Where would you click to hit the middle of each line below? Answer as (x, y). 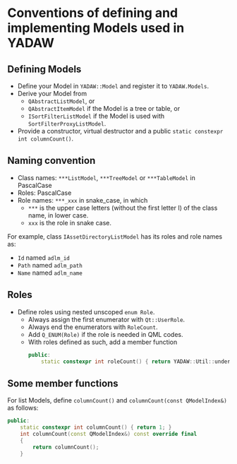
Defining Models (44, 69)
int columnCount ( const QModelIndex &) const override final (109, 434)
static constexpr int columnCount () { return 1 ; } (96, 428)
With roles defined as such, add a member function (103, 342)
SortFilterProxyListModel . (67, 124)
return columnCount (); (66, 447)
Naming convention (51, 161)
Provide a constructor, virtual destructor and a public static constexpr (120, 131)
